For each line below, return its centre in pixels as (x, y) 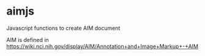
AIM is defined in (28, 40)
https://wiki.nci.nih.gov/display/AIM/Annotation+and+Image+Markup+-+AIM (102, 46)
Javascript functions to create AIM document (63, 28)
